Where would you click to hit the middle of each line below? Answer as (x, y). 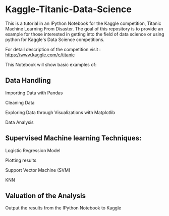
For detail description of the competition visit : (53, 49)
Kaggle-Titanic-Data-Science (69, 9)
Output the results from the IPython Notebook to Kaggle (63, 208)
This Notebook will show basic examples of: (51, 64)
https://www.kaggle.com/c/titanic (40, 55)
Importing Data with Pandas (34, 93)
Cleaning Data (20, 102)
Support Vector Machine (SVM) (38, 170)
